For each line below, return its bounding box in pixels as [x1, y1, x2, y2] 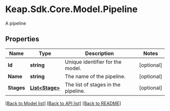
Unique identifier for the [65, 58, 122, 65]
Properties [5, 35, 39, 43]
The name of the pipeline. [65, 73, 125, 80]
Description [85, 49, 114, 57]
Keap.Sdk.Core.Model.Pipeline [5, 4, 138, 15]
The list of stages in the [65, 81, 120, 88]
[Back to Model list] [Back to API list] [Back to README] [5, 100, 121, 106]
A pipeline [5, 20, 26, 26]
